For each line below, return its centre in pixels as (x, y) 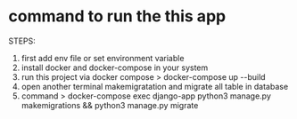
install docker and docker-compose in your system (115, 67)
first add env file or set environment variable (103, 58)
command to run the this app (117, 16)
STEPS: (22, 41)
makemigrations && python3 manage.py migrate (110, 105)
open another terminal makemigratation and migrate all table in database (155, 86)
